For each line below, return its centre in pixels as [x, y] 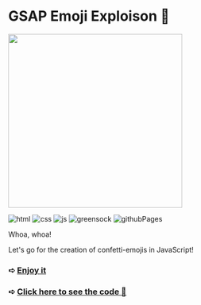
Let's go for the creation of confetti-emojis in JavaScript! [101, 249]
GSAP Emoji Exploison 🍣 [89, 16]
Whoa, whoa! [30, 234]
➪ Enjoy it [27, 270]
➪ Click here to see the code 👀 [68, 291]
